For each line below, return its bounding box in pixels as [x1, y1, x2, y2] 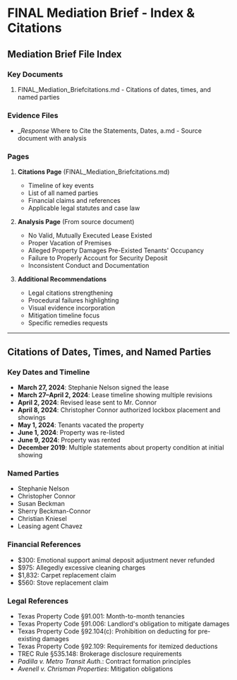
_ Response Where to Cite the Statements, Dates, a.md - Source [17, 127, 202, 135]
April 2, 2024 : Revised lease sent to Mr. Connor [17, 398, 157, 407]
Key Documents [7, 69, 63, 79]
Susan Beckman [17, 500, 65, 508]
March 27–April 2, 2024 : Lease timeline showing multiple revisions [17, 391, 213, 399]
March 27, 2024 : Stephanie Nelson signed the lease [17, 383, 169, 392]
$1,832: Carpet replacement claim [17, 570, 116, 579]
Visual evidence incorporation [28, 304, 116, 312]
